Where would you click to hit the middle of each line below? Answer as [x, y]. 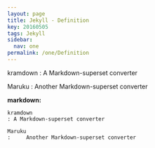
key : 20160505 [28, 27]
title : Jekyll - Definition [48, 20]
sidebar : [20, 40]
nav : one [26, 46]
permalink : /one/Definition [48, 53]
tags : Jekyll [26, 33]
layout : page [26, 14]
